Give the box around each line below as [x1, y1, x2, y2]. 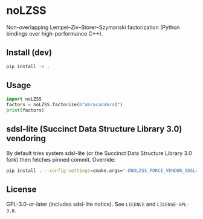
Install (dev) [6, 48, 53, 58]
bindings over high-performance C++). [6, 30, 103, 37]
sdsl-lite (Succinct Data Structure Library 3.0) [6, 124, 182, 135]
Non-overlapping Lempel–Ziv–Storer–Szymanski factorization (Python [6, 24, 180, 31]
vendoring [6, 133, 47, 144]
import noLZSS [6, 96, 42, 103]
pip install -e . [6, 63, 50, 69]
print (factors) [6, 107, 45, 113]
